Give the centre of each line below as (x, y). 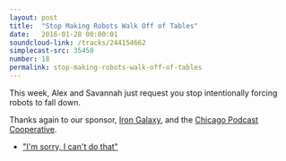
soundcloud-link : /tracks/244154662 (78, 42)
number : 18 (30, 59)
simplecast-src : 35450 (52, 51)
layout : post (34, 17)
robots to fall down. (45, 102)
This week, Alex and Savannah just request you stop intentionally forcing (143, 93)
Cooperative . (33, 129)
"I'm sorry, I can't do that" (70, 146)
